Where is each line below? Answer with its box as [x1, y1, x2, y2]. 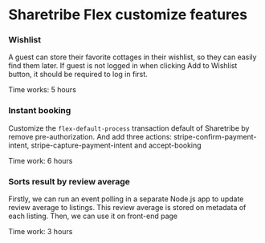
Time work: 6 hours [8, 156, 73, 165]
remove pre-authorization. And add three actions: [8, 132, 173, 141]
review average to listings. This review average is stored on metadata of [8, 203, 247, 213]
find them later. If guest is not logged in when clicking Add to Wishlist [8, 61, 238, 71]
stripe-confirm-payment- [173, 132, 257, 141]
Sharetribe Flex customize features [8, 6, 247, 24]
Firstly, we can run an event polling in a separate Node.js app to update [8, 194, 244, 204]
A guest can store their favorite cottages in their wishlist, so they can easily [8, 52, 257, 62]
